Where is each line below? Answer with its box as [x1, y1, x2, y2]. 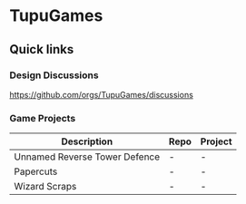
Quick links [9, 42, 74, 57]
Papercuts [14, 165, 58, 178]
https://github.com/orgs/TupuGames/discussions [9, 89, 193, 100]
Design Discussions [9, 69, 99, 82]
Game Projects [9, 112, 76, 124]
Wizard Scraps [14, 180, 77, 193]
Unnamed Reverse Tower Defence [14, 151, 161, 163]
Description [61, 135, 113, 148]
